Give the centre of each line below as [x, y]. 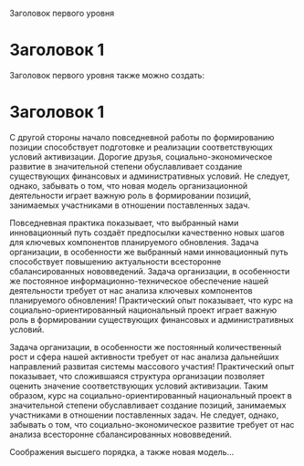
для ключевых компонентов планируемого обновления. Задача [134, 242]
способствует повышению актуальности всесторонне [115, 261]
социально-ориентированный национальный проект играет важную [143, 310]
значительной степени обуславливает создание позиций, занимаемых [148, 405]
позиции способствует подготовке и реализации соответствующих [142, 147]
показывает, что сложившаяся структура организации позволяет [137, 376]
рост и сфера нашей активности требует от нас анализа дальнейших [145, 357]
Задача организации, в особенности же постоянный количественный [146, 347]
